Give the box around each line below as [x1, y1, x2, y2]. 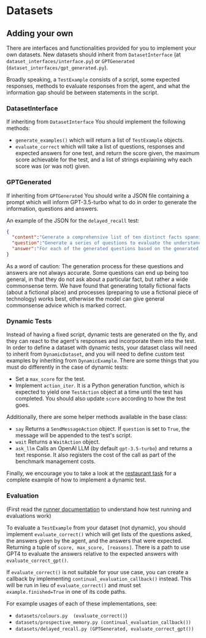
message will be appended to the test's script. [15, 432, 132, 439]
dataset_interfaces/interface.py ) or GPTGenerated [6, 58, 135, 64]
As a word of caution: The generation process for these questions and [6, 262, 184, 270]
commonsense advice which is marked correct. [6, 301, 127, 309]
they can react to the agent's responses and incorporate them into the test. [6, 337, 196, 345]
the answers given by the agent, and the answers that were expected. [6, 537, 183, 544]
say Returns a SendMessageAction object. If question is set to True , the [15, 425, 190, 432]
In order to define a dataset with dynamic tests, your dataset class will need [6, 344, 197, 352]
